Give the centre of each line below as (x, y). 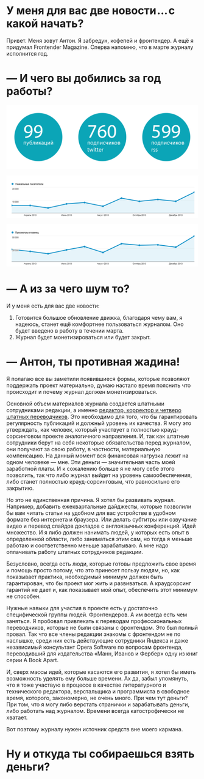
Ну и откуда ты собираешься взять (100, 754)
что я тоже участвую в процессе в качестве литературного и (86, 685)
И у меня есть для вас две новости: (53, 306)
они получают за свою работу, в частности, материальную (83, 449)
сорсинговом (24, 436)
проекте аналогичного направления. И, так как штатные (116, 436)
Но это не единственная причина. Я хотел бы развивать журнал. (91, 500)
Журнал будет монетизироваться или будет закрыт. (83, 338)
